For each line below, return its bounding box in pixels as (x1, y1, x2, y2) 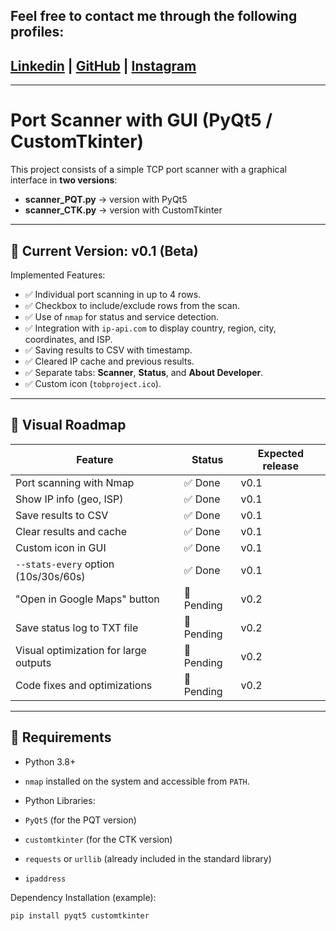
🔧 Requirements (10, 729, 112, 746)
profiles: (10, 24, 65, 41)
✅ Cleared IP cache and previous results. (24, 355, 195, 367)
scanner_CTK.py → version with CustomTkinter (24, 204, 223, 216)
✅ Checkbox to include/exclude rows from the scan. (24, 299, 240, 311)
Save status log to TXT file (15, 620, 139, 634)
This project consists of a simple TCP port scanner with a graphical (10, 164, 287, 176)
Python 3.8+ (24, 755, 77, 768)
